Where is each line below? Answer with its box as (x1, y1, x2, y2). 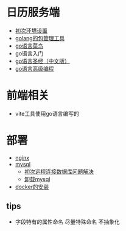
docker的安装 (15, 183, 49, 190)
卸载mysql (24, 175, 51, 183)
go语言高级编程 (15, 65, 54, 72)
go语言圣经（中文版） (15, 57, 70, 65)
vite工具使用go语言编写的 (15, 110, 79, 117)
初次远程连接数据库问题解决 (24, 168, 94, 175)
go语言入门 (15, 49, 44, 57)
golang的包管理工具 (15, 34, 65, 41)
